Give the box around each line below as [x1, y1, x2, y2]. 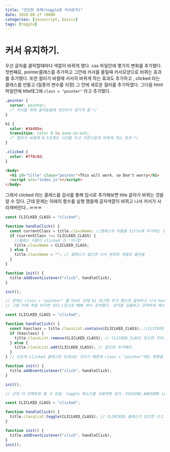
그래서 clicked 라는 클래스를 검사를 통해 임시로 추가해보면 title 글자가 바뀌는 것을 [5, 192, 164, 198]
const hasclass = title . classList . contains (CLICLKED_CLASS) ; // [10, 326, 148, 331]
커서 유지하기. [5, 45, 60, 56]
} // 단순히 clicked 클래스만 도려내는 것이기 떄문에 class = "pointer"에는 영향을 [5, 354, 163, 360]
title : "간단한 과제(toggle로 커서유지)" [5, 7, 83, 13]
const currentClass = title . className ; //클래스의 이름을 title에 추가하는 [10, 229, 160, 234]
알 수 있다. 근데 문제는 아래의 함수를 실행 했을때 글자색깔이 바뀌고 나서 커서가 [5, 198, 156, 204]
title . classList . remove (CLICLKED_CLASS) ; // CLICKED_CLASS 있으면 [14, 335, 154, 341]
